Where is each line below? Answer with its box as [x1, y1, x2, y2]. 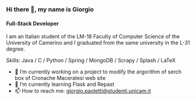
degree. [6, 45, 25, 52]
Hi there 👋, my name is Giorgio [6, 5, 94, 14]
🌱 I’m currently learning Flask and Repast [14, 81, 115, 88]
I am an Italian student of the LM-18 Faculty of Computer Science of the [6, 33, 180, 40]
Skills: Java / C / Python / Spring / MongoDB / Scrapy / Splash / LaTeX [6, 57, 176, 64]
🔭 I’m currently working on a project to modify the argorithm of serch [14, 68, 182, 75]
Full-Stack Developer [6, 20, 59, 27]
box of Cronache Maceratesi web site [14, 75, 106, 82]
